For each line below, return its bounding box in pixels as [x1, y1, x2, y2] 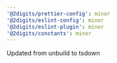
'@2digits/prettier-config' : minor [6, 10, 111, 17]
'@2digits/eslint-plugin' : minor [6, 23, 104, 30]
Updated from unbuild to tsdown [6, 49, 101, 57]
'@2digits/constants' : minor [6, 29, 92, 37]
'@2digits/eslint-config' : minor [6, 17, 104, 24]
